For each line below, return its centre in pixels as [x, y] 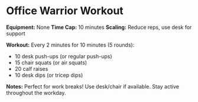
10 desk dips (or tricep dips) [49, 75]
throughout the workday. [36, 93]
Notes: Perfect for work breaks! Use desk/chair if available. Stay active [92, 86]
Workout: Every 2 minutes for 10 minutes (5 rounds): [70, 45]
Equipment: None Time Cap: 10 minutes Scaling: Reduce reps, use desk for [99, 27]
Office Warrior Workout [65, 11]
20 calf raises [31, 68]
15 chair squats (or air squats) [51, 62]
